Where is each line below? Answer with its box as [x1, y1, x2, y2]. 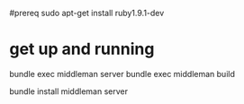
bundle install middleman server [9, 85, 129, 97]
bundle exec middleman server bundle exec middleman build [9, 68, 236, 79]
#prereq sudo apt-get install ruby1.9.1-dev [9, 8, 165, 18]
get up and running [9, 39, 155, 59]
